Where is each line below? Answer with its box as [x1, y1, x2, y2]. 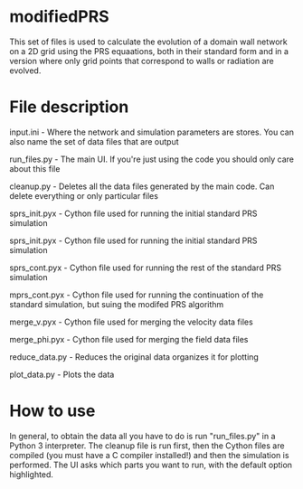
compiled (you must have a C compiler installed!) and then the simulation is [9, 449, 289, 460]
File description [9, 97, 129, 118]
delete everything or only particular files [9, 190, 158, 201]
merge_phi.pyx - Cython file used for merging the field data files [9, 334, 249, 344]
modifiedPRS [9, 6, 110, 27]
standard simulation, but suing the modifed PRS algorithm [9, 298, 224, 309]
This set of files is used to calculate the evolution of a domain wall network [9, 36, 288, 47]
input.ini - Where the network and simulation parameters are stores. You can [9, 127, 294, 137]
